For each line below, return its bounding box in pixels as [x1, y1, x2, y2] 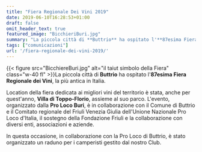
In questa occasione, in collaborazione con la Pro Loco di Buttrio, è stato [6, 132, 186, 139]
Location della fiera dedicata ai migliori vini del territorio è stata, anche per [6, 88, 191, 96]
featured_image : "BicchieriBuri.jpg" [6, 31, 101, 37]
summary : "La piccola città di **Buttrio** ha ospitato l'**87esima [6, 37, 182, 43]
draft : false [6, 20, 39, 26]
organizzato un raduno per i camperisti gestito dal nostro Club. [6, 139, 162, 146]
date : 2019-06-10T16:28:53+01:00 [6, 14, 90, 20]
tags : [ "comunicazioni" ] [6, 43, 69, 49]
